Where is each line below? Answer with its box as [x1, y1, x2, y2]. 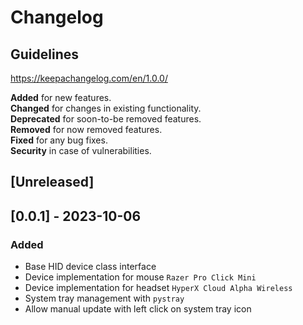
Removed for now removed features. [10, 124, 163, 135]
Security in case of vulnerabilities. [10, 145, 152, 156]
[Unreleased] [10, 174, 95, 191]
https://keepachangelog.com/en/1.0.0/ [10, 72, 168, 84]
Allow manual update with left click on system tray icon [24, 303, 252, 315]
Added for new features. [10, 92, 112, 103]
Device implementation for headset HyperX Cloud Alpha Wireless [24, 282, 293, 294]
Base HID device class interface [24, 261, 157, 273]
